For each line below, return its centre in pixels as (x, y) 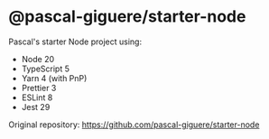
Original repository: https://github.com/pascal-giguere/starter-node (134, 125)
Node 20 (38, 59)
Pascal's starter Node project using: (75, 42)
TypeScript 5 (45, 69)
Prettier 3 (39, 88)
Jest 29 (36, 107)
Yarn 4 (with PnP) (54, 78)
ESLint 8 (37, 97)
